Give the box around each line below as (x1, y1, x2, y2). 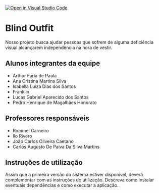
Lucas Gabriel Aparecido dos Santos (12, 94, 89, 100)
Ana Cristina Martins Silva (12, 78, 67, 84)
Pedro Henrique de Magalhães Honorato (12, 99, 97, 106)
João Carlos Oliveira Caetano (12, 138, 74, 144)
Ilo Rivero (12, 133, 32, 139)
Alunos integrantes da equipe (5, 59, 100, 68)
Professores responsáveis (5, 114, 89, 123)
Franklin (12, 88, 29, 94)
